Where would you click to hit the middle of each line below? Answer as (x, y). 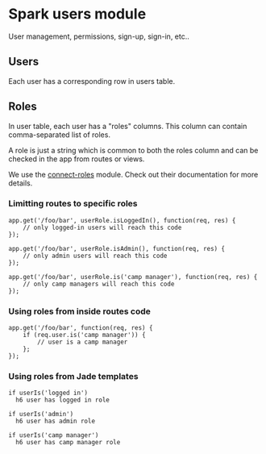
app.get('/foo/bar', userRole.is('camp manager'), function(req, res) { (133, 277)
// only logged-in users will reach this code (102, 227)
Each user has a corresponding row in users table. (92, 81)
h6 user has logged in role (63, 400)
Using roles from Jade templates (73, 377)
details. (21, 183)
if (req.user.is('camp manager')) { (85, 335)
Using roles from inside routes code (80, 311)
